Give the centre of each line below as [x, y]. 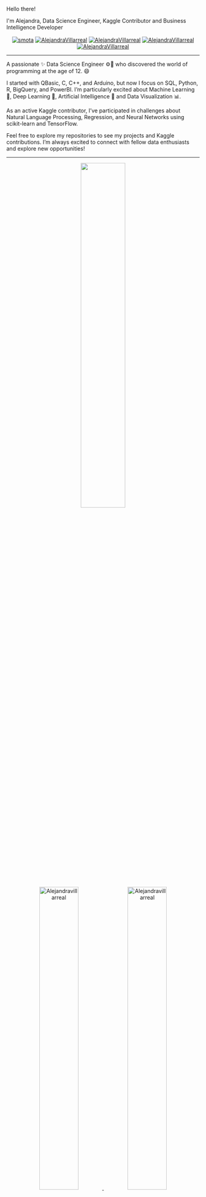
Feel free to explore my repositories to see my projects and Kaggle [90, 135]
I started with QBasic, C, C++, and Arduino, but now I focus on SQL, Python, [102, 83]
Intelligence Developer [35, 27]
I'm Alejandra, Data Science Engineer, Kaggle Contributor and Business [96, 21]
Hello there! [21, 9]
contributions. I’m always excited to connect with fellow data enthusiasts [98, 142]
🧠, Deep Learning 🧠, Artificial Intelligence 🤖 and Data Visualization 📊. [94, 96]
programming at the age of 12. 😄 [48, 71]
